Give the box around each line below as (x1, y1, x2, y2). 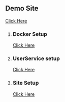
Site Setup (12, 79, 39, 87)
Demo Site (5, 4, 39, 13)
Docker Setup (12, 30, 47, 37)
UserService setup (12, 55, 60, 62)
